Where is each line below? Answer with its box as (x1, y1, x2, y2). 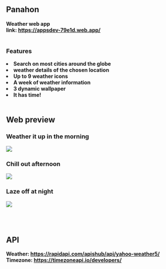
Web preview (6, 114, 56, 125)
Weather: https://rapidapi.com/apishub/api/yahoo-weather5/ (6, 250, 160, 257)
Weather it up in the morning (6, 132, 89, 140)
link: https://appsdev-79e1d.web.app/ (6, 26, 101, 33)
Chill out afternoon (6, 159, 60, 168)
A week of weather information (13, 79, 91, 86)
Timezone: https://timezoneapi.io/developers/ (6, 257, 122, 264)
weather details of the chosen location (13, 67, 110, 74)
